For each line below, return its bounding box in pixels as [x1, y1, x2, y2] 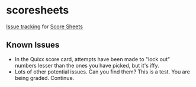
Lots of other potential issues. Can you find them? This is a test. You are [14, 68, 191, 75]
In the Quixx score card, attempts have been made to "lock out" [14, 55, 171, 62]
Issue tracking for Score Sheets [6, 23, 83, 30]
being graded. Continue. [14, 74, 75, 81]
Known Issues [6, 40, 60, 50]
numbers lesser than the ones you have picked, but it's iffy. [14, 62, 159, 69]
